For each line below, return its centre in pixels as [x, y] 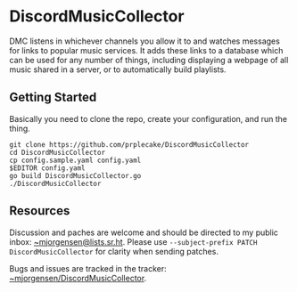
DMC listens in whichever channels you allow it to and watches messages [145, 41]
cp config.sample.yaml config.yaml [75, 160]
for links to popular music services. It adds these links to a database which [146, 50]
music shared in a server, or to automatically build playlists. [118, 69]
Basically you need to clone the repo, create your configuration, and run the [148, 118]
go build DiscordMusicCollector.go [75, 175]
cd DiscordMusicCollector [57, 152]
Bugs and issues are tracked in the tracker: [88, 268]
